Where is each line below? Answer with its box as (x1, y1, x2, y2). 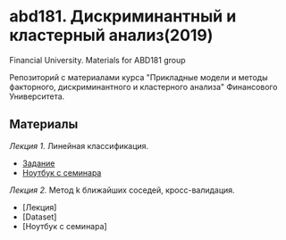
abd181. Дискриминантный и (9, 6, 237, 27)
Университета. (9, 91, 65, 102)
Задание (21, 158, 55, 169)
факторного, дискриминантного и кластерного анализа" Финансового (9, 81, 278, 92)
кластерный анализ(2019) (9, 25, 214, 46)
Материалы (9, 117, 79, 132)
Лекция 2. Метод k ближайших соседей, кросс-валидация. (9, 185, 235, 195)
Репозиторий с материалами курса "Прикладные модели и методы (9, 71, 268, 82)
